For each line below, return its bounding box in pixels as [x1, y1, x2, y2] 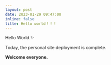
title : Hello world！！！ [5, 21, 57, 26]
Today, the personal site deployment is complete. [5, 45, 106, 51]
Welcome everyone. [5, 54, 48, 60]
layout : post [5, 7, 32, 12]
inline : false [5, 16, 35, 21]
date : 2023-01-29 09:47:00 [5, 12, 61, 17]
